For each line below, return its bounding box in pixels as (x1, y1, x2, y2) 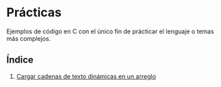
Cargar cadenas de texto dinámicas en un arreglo (16, 72, 157, 80)
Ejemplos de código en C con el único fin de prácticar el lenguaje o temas (6, 27, 215, 35)
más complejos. (6, 34, 51, 42)
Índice (6, 54, 34, 66)
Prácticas (6, 5, 62, 20)
